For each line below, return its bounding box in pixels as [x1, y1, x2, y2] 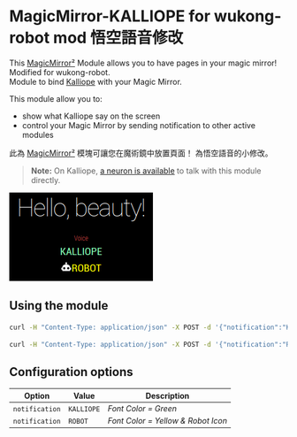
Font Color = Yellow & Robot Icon [107, 416, 228, 426]
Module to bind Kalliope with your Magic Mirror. [9, 76, 183, 87]
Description [145, 390, 190, 401]
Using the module [9, 298, 109, 313]
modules [21, 129, 55, 140]
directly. [30, 174, 61, 185]
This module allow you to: [9, 93, 103, 103]
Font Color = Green [107, 403, 178, 414]
